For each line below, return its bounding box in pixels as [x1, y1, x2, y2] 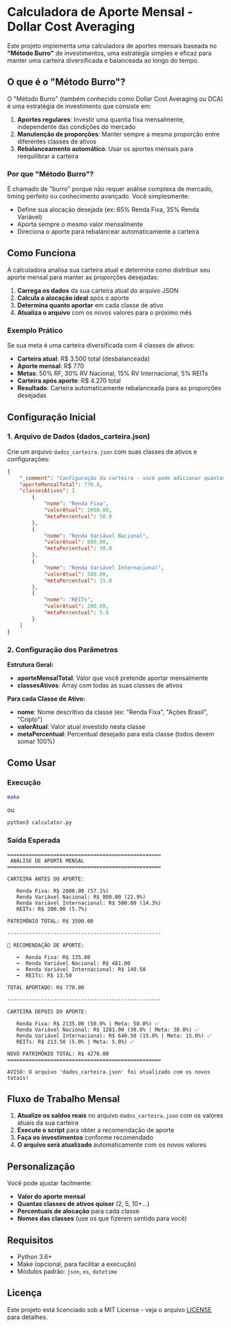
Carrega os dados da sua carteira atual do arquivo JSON [16, 286, 179, 294]
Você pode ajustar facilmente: [7, 1179, 92, 1187]
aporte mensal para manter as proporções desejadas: [7, 273, 159, 281]
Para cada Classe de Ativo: [7, 694, 86, 703]
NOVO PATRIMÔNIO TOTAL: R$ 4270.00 [7, 1050, 109, 1057]
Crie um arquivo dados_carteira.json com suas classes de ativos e [7, 447, 197, 456]
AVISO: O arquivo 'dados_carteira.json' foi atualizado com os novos [7, 1068, 211, 1076]
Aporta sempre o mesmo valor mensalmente [16, 220, 143, 228]
